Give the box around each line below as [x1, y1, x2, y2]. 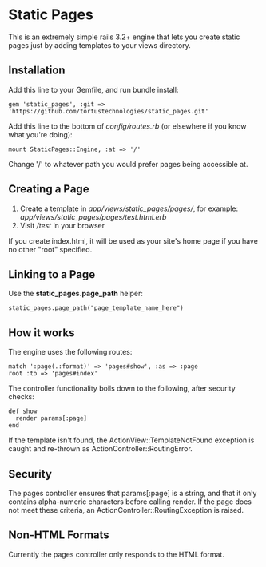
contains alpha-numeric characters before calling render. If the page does [8, 497, 252, 506]
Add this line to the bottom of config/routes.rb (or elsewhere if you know [8, 121, 247, 131]
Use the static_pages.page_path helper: [8, 289, 144, 299]
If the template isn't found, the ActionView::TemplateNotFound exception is [8, 435, 255, 445]
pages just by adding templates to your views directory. [8, 40, 192, 50]
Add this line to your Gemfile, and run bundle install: [8, 85, 179, 94]
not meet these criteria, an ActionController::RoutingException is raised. [8, 506, 244, 514]
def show [8, 407, 38, 416]
